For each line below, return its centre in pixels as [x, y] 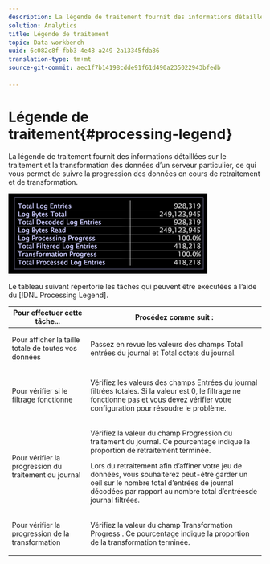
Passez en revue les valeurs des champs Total [167, 344]
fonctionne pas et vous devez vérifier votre [161, 399]
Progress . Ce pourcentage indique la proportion [170, 533]
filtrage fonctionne [42, 399]
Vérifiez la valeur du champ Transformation [162, 525]
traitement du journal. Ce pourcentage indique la [170, 441]
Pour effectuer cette [48, 313]
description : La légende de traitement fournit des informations [120, 17]
